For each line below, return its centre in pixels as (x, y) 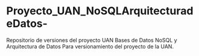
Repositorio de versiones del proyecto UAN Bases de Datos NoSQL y (92, 40)
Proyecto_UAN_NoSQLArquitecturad (100, 11)
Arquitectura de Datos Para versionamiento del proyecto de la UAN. (90, 46)
